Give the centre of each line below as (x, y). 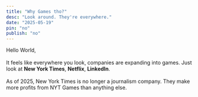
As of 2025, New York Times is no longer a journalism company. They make (98, 81)
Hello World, (21, 50)
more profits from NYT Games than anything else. (67, 88)
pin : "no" (18, 28)
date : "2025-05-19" (30, 22)
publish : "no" (24, 34)
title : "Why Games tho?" (37, 11)
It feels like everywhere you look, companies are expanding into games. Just (99, 63)
